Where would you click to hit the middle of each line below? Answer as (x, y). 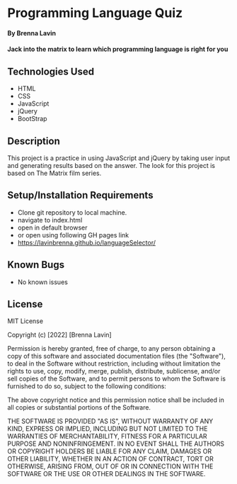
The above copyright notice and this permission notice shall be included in (116, 400)
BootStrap (32, 119)
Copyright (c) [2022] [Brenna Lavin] (59, 335)
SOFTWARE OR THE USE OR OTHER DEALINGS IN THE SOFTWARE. (106, 474)
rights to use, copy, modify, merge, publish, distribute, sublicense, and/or (114, 371)
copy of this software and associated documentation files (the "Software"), (117, 356)
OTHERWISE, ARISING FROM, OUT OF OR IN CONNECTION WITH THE (110, 466)
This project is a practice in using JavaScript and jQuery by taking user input (119, 158)
